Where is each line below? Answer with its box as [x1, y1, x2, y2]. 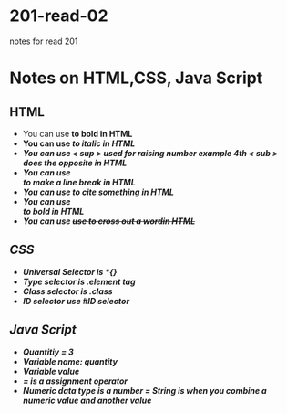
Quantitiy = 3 [22, 346, 75, 357]
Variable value [22, 365, 80, 376]
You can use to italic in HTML [22, 138, 136, 149]
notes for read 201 [9, 36, 78, 47]
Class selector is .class [22, 285, 113, 297]
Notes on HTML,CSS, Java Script [9, 68, 263, 89]
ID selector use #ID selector [22, 295, 130, 306]
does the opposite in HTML [22, 157, 128, 168]
